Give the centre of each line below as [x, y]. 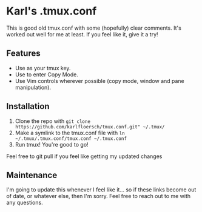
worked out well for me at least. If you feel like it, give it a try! [82, 34]
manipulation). [33, 87]
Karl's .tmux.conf [52, 11]
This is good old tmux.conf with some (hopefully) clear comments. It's [94, 28]
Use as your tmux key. [43, 68]
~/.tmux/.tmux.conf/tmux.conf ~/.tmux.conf [71, 138]
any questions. [25, 203]
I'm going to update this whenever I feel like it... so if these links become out [101, 190]
